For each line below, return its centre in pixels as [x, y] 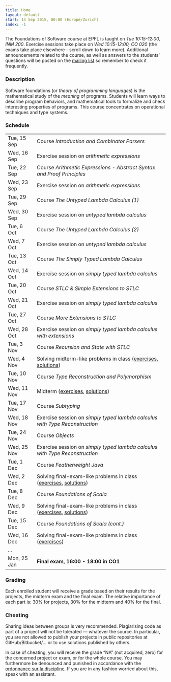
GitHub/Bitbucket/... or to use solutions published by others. [68, 643]
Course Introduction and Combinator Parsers [91, 141]
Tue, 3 [15, 344]
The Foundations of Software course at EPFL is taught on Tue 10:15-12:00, [83, 39]
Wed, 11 [18, 388]
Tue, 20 [17, 285]
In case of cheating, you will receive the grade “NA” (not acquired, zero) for [84, 652]
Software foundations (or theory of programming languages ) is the [75, 91]
